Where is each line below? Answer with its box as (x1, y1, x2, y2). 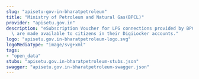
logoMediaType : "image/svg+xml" (6, 42, 86, 48)
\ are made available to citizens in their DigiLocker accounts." (11, 31, 179, 37)
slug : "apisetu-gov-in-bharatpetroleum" (6, 8, 108, 15)
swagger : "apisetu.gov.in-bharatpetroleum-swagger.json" (6, 64, 150, 70)
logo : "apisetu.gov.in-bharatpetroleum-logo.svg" (6, 36, 131, 42)
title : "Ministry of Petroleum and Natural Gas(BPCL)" (6, 14, 145, 20)
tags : (6, 48, 20, 53)
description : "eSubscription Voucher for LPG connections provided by (6, 25, 184, 31)
